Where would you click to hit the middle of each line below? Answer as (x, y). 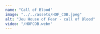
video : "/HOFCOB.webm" (29, 24)
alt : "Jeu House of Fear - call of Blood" (50, 19)
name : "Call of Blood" (29, 10)
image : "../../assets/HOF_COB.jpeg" (43, 14)
